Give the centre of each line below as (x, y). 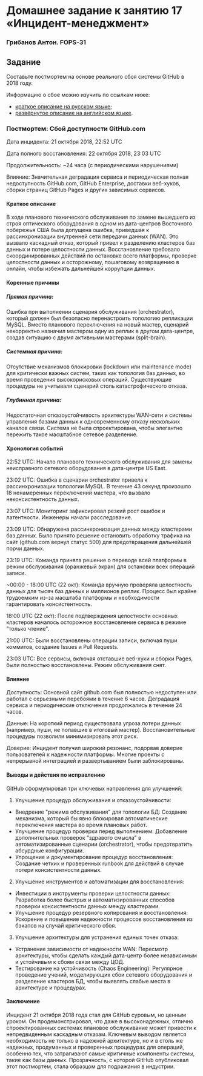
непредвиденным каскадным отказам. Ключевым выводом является (96, 1034)
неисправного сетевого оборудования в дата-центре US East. (87, 468)
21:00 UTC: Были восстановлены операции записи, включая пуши (92, 640)
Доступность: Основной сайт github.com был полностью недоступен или (101, 692)
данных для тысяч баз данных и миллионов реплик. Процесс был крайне (101, 591)
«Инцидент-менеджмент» (78, 23)
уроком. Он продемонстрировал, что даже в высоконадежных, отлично (100, 1021)
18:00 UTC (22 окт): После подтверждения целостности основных (92, 616)
